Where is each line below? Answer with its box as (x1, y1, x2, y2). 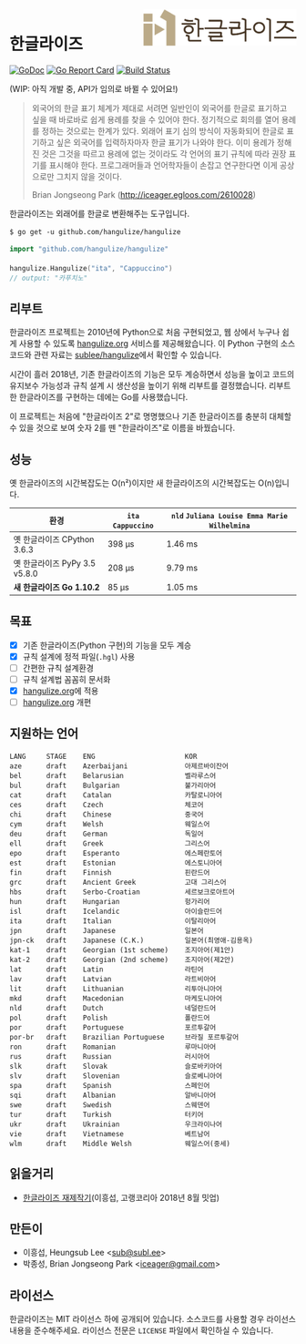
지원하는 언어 (9, 726, 79, 742)
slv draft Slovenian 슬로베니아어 (9, 1071, 223, 1081)
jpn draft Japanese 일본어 (9, 926, 204, 935)
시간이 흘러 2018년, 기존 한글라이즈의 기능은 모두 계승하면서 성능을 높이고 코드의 (9, 369, 295, 380)
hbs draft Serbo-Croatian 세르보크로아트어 (9, 887, 235, 897)
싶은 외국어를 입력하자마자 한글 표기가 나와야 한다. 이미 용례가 (56, 137, 275, 148)
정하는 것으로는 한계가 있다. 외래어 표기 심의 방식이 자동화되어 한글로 (41, 125, 285, 136)
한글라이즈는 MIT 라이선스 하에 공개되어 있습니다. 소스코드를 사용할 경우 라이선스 (9, 1314, 296, 1325)
